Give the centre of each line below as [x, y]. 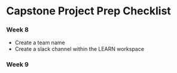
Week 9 [17, 65]
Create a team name [40, 42]
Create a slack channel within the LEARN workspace [80, 49]
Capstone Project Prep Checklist [89, 11]
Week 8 [17, 30]
